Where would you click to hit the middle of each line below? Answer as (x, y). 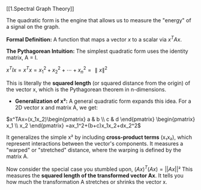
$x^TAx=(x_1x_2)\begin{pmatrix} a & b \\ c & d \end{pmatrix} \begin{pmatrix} (101, 119)
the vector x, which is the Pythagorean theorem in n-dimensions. (86, 90)
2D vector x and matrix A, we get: (56, 108)
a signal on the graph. (33, 27)
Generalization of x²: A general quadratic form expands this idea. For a (103, 101)
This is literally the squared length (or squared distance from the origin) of (98, 83)
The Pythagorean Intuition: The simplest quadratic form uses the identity (97, 51)
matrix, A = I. (22, 57)
